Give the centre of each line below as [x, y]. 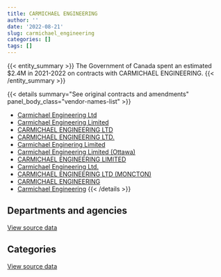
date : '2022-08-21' [35, 26]
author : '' [23, 20]
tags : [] [20, 46]
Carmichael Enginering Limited [61, 144]
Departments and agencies [67, 211]
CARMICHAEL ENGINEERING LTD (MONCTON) [84, 174]
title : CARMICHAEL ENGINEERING [52, 14]
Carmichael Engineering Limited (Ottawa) [76, 152]
